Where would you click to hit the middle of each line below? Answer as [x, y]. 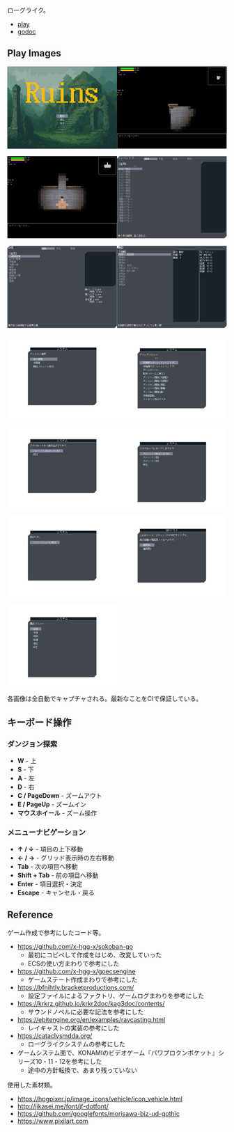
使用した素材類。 [32, 1085]
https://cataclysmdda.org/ [55, 1035]
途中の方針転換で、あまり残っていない [83, 1070]
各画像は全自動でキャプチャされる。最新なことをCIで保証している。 [105, 698]
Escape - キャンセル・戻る [56, 893]
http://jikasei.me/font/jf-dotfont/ [63, 1106]
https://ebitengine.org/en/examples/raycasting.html [91, 1019]
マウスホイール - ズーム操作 [57, 812]
